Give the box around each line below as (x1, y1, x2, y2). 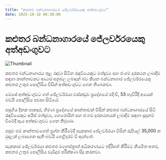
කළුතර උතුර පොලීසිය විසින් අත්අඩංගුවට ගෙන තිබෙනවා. (5, 81, 112, 87)
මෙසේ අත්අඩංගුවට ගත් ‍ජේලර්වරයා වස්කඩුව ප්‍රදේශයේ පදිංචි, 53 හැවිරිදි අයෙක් (5, 91, 153, 97)
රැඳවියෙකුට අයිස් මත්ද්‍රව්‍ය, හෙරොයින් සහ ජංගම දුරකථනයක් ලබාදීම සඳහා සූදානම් (5, 112, 155, 118)
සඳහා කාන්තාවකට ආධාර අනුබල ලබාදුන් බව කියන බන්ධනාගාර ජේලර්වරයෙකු (5, 76, 151, 82)
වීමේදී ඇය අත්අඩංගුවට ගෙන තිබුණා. (5, 118, 75, 124)
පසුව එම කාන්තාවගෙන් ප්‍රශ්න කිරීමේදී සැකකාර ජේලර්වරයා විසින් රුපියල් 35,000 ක (5, 128, 161, 134)
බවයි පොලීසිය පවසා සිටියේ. (5, 97, 59, 103)
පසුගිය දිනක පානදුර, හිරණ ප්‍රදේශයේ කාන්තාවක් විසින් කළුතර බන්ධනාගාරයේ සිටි (5, 107, 156, 113)
